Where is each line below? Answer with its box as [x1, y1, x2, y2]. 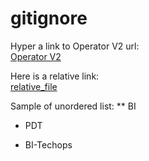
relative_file [10, 80, 58, 92]
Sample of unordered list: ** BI [10, 100, 137, 112]
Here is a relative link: [10, 70, 100, 82]
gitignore [10, 7, 88, 30]
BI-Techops [24, 138, 73, 151]
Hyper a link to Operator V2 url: [10, 40, 140, 52]
